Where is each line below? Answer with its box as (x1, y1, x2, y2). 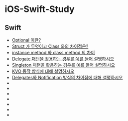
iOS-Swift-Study (4, 3, 75, 15)
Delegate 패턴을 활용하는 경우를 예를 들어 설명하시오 (11, 56, 115, 62)
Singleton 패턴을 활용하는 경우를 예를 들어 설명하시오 (11, 62, 116, 68)
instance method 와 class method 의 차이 (11, 50, 95, 55)
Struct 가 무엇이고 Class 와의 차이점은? (11, 43, 89, 49)
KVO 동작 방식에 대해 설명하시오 (11, 68, 75, 74)
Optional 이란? (11, 37, 41, 43)
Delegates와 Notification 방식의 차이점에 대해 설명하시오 (11, 75, 123, 80)
